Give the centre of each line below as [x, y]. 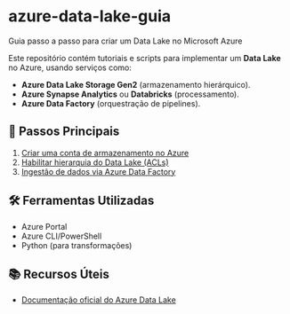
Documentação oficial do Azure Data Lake [99, 300]
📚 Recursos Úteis [59, 274]
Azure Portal [44, 226]
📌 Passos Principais [64, 132]
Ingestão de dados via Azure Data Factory [98, 171]
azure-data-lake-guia [90, 16]
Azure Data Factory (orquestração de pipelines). [111, 103]
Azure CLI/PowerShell [61, 236]
